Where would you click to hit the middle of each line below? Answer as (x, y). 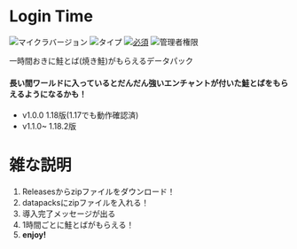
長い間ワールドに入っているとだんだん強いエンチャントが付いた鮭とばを (141, 82)
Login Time (51, 16)
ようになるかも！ (55, 94)
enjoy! (34, 235)
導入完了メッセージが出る (69, 214)
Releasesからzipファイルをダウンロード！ (98, 191)
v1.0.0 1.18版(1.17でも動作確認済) (80, 115)
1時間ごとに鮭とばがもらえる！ (78, 225)
